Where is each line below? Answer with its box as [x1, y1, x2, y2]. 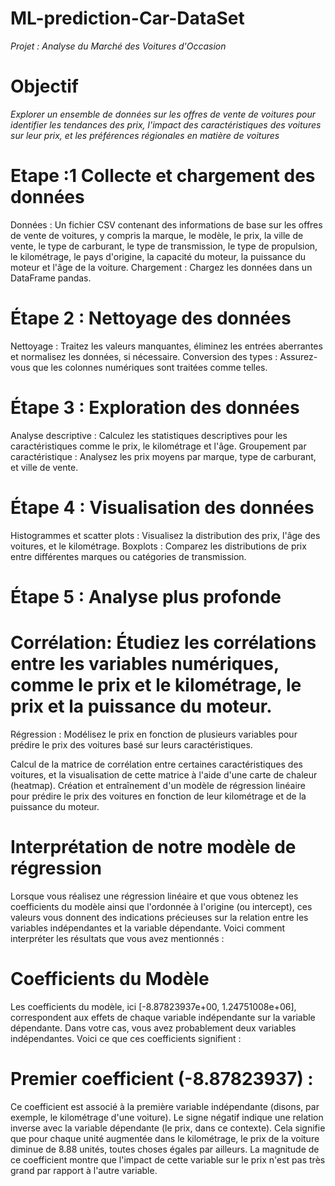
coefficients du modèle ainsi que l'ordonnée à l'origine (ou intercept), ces [10, 900, 313, 912]
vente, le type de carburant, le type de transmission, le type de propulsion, [10, 240, 318, 252]
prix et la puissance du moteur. [10, 695, 273, 717]
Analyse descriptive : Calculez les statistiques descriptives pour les [10, 429, 288, 441]
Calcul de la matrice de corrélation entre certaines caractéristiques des [10, 758, 303, 770]
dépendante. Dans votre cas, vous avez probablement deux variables [10, 1022, 297, 1034]
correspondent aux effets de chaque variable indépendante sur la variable [10, 1011, 316, 1023]
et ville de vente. [10, 461, 79, 473]
